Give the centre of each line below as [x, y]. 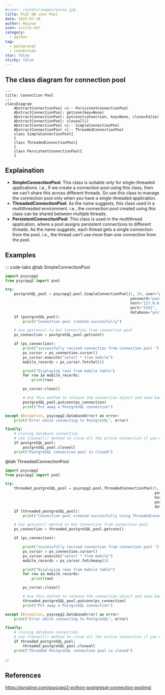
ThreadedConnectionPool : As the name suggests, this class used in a [83, 203]
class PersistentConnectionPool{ [48, 151]
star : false [17, 55]
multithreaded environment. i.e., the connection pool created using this [84, 208]
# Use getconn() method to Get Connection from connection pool [81, 525]
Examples [20, 255]
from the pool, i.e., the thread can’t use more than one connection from [84, 234]
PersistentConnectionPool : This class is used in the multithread [77, 219]
